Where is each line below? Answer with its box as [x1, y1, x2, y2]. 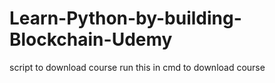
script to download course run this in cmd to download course [9, 61, 266, 73]
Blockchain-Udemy [9, 28, 173, 51]
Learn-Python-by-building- [9, 7, 242, 30]
